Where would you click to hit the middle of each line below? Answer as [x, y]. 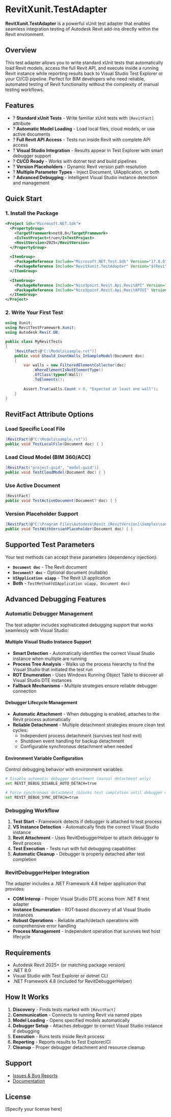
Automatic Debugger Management [49, 614]
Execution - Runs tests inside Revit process [59, 1036]
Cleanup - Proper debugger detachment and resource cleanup [79, 1047]
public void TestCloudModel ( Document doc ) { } [55, 472]
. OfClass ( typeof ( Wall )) [58, 375]
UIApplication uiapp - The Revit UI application [62, 578]
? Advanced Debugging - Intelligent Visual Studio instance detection [85, 177]
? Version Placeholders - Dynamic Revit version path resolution [79, 166]
